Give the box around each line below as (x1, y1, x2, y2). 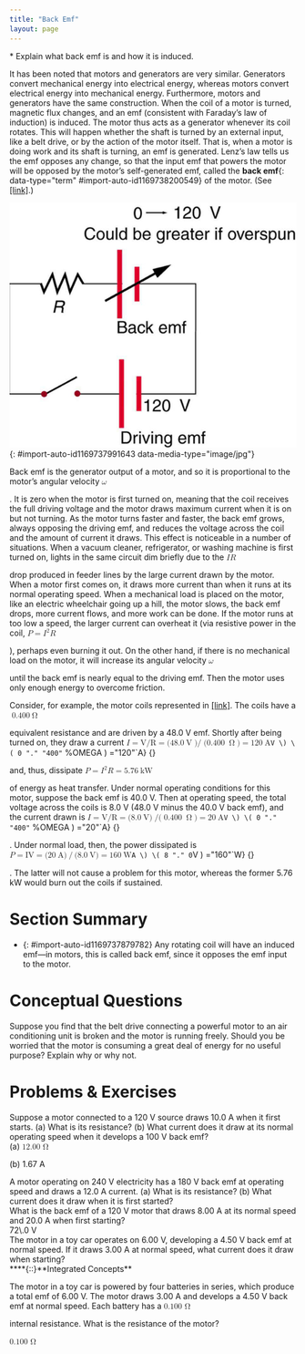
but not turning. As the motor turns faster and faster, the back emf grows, (9, 513, 285, 524)
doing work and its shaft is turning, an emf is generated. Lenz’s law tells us (9, 146, 290, 157)
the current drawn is (9, 811, 86, 822)
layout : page (9, 24, 59, 34)
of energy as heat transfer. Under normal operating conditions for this (9, 782, 271, 793)
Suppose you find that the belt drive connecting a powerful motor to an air (9, 1021, 289, 1032)
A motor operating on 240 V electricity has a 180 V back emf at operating (9, 1176, 284, 1187)
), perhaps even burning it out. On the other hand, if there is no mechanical (9, 646, 290, 656)
